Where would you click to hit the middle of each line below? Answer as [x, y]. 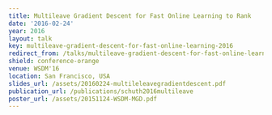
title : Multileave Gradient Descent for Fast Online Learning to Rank [130, 16]
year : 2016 [27, 31]
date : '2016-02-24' [41, 23]
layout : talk [30, 38]
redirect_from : [34, 53]
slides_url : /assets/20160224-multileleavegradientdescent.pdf [117, 83]
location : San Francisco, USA [59, 76]
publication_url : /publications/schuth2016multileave [101, 91]
